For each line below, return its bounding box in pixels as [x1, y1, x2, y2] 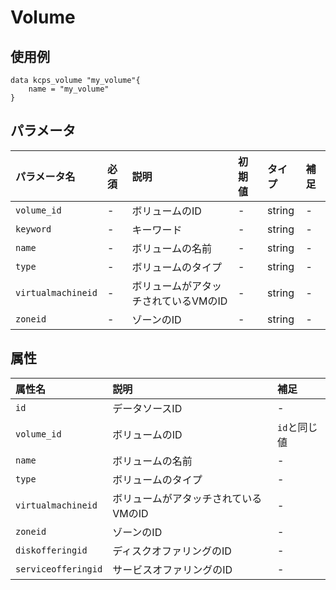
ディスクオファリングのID [112, 544, 232, 558]
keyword [15, 223, 52, 235]
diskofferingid [15, 544, 88, 556]
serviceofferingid [15, 563, 103, 575]
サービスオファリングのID [112, 562, 233, 576]
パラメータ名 [15, 169, 76, 183]
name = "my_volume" [28, 84, 110, 94]
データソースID [112, 401, 183, 415]
